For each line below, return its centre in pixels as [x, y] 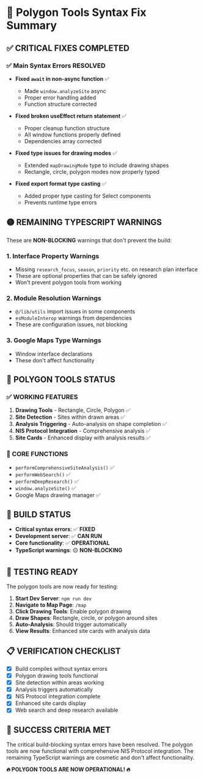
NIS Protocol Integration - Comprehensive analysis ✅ [83, 431]
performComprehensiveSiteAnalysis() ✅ [65, 467]
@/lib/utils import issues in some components [75, 312]
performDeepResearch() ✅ [47, 481]
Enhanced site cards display [51, 703]
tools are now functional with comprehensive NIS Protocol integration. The [100, 751]
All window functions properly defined [72, 135]
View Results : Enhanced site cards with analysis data [83, 631]
